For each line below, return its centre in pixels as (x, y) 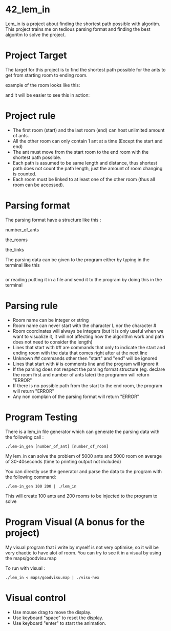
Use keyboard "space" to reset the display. (58, 618)
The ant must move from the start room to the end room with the (81, 152)
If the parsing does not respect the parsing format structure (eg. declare (89, 369)
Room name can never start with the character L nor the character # (84, 326)
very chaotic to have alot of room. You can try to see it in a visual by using (83, 553)
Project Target (36, 56)
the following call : (25, 437)
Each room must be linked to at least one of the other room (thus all (84, 179)
